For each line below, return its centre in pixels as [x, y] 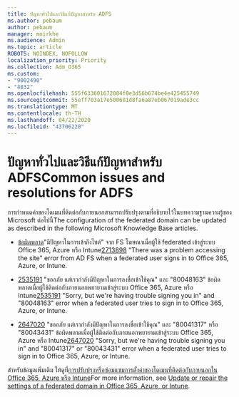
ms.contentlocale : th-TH [44, 113]
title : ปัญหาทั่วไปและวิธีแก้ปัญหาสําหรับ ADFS [60, 14]
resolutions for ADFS [70, 192]
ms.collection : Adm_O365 [44, 67]
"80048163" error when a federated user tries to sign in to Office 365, [120, 303]
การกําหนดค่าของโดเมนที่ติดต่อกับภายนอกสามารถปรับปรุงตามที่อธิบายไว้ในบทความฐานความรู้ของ [119, 212]
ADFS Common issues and [86, 177]
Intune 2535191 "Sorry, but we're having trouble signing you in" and [116, 296]
